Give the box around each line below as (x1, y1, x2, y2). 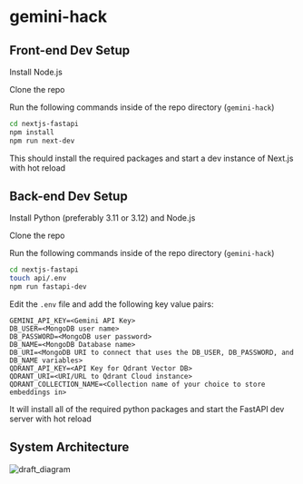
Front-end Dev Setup (9, 43, 130, 58)
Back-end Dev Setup (9, 189, 129, 204)
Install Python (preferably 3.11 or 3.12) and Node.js (9, 212, 196, 223)
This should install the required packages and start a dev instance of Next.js (9, 153, 294, 163)
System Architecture (9, 440, 130, 455)
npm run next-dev (9, 136, 75, 145)
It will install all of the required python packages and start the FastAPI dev (9, 404, 285, 415)
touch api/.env (9, 274, 67, 283)
